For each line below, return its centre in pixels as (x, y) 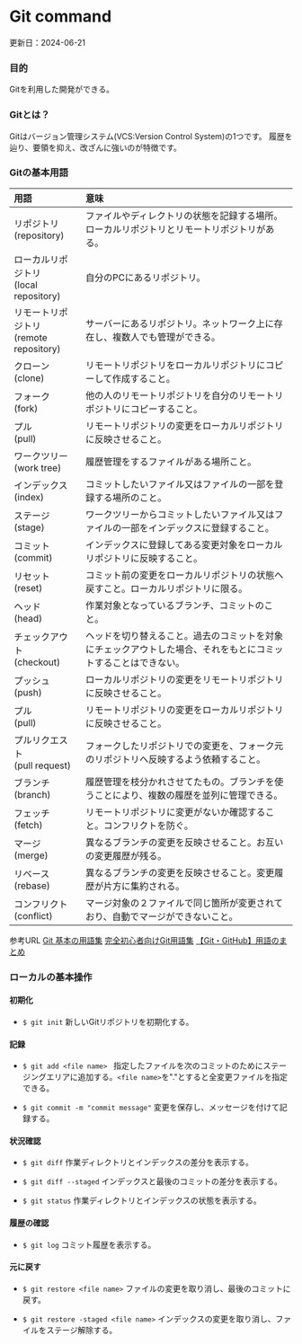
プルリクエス (41, 740)
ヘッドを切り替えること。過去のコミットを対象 (184, 635)
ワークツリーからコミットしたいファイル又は (180, 514)
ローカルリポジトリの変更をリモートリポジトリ (184, 679)
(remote (31, 337)
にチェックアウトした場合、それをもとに (171, 649)
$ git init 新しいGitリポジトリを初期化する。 (108, 1021)
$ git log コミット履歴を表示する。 (89, 1244)
